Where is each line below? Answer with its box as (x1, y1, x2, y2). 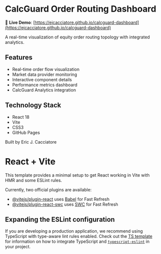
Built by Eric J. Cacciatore (5, 139, 57, 145)
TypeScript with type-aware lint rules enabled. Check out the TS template (5, 234, 153, 239)
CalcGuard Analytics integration (12, 87, 76, 93)
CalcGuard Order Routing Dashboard (5, 3, 157, 15)
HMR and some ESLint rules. (5, 177, 62, 183)
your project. (5, 244, 31, 250)
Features (5, 54, 33, 62)
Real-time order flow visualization (12, 66, 80, 72)
